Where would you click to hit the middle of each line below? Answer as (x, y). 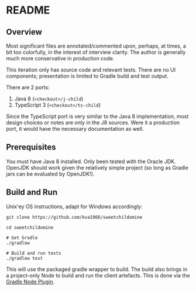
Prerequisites (31, 147)
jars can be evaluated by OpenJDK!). (50, 174)
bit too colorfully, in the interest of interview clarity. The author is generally (96, 52)
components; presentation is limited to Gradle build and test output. (87, 76)
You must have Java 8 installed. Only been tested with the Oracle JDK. (91, 161)
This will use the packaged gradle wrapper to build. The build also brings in (97, 269)
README (28, 10)
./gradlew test (25, 258)
